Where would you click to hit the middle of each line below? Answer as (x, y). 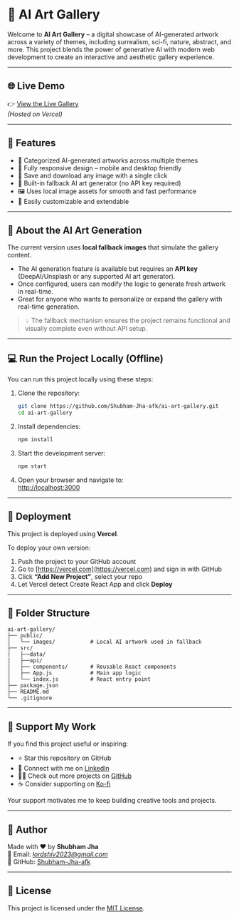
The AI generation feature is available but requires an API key (107, 269)
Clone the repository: (49, 393)
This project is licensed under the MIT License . (76, 908)
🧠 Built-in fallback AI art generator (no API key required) (99, 183)
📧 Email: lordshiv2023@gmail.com (58, 854)
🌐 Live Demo (36, 86)
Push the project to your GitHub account (77, 561)
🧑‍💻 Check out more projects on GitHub (74, 776)
